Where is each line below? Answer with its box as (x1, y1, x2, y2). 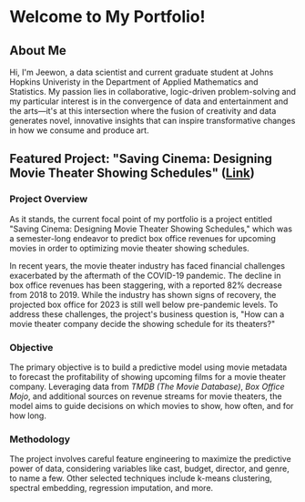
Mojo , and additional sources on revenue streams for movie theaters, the (9, 390, 282, 402)
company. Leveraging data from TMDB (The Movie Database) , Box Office (9, 381, 285, 392)
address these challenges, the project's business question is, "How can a (9, 308, 285, 320)
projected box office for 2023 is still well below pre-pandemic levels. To (9, 299, 279, 310)
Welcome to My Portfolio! (9, 6, 206, 27)
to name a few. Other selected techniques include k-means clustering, (9, 473, 273, 484)
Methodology (9, 433, 71, 446)
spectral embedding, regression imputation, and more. (9, 483, 214, 494)
